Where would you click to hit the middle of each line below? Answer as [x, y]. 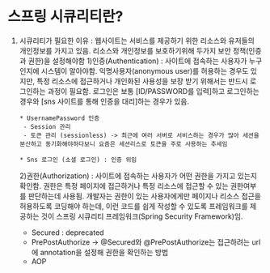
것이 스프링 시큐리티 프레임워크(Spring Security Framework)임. [142, 216]
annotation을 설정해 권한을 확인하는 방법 [104, 252]
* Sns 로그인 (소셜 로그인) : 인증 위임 [78, 160]
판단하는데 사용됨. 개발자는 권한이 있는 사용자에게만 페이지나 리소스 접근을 [145, 196]
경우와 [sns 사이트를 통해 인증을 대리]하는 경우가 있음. [104, 101]
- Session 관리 [47, 126]
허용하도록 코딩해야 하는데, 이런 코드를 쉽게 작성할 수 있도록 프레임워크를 [133, 206]
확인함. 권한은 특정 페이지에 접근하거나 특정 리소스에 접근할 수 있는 [124, 186]
